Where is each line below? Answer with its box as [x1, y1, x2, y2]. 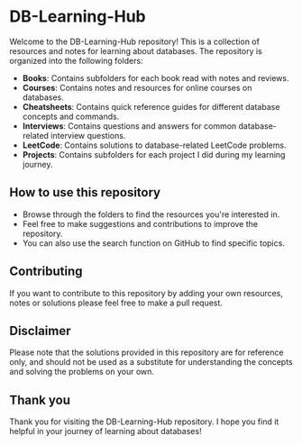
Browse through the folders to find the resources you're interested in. [22, 209, 280, 220]
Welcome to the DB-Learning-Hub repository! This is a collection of [9, 36, 260, 47]
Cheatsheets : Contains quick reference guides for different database [22, 101, 280, 112]
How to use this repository [9, 185, 161, 200]
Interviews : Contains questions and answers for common [22, 120, 237, 132]
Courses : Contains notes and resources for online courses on [22, 82, 252, 93]
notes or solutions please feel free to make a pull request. [9, 297, 224, 308]
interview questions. [50, 130, 126, 141]
